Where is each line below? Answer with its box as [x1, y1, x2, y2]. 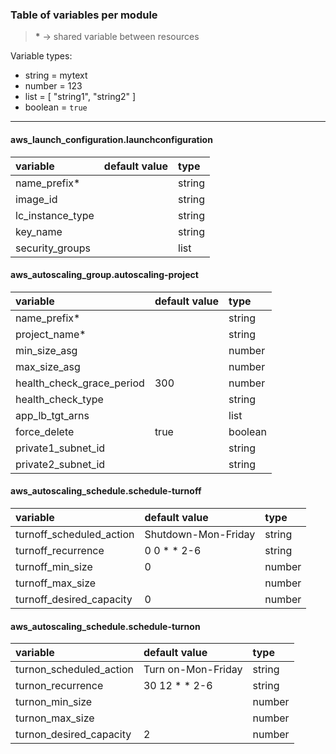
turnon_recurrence [15, 679, 104, 693]
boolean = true [24, 101, 88, 113]
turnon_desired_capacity [15, 728, 132, 742]
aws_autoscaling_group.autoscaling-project [10, 269, 199, 281]
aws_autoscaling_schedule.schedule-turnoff [10, 485, 202, 497]
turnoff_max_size [15, 576, 97, 590]
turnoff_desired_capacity [15, 592, 133, 606]
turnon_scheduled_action [15, 663, 134, 677]
